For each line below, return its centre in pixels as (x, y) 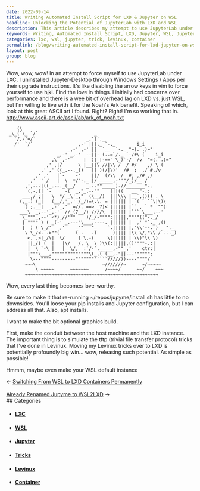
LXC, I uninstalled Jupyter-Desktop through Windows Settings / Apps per (96, 79)
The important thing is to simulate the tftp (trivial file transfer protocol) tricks (99, 339)
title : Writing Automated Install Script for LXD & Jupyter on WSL (92, 17)
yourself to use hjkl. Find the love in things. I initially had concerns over (93, 92)
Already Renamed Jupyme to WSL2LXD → (58, 394)
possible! (17, 358)
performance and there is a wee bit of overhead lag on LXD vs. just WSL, (96, 98)
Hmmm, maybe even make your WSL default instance (72, 370)
